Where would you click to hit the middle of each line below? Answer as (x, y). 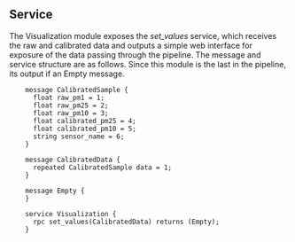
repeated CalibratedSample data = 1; (102, 168)
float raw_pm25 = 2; (70, 105)
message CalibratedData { (73, 160)
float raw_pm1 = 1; (68, 98)
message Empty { (55, 191)
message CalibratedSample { (77, 90)
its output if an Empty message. (67, 74)
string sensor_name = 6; (78, 137)
